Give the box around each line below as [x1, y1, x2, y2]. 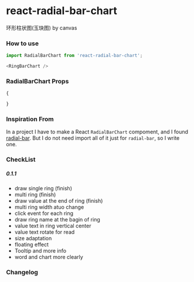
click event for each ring [14, 210, 74, 217]
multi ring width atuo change [14, 204, 84, 211]
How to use [6, 39, 39, 48]
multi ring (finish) [14, 191, 56, 198]
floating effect [14, 241, 49, 248]
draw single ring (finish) [14, 185, 72, 192]
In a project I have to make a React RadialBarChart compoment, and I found [6, 128, 189, 136]
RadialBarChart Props [6, 77, 69, 85]
